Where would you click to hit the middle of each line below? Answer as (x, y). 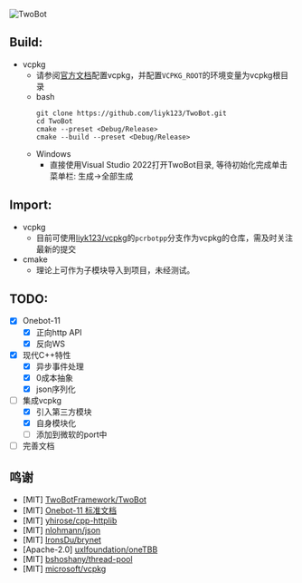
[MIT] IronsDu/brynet (62, 540)
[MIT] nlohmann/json (61, 530)
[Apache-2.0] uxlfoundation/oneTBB (90, 549)
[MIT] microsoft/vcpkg (64, 568)
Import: (31, 205)
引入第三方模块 (64, 412)
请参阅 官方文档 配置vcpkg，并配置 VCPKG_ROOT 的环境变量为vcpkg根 (158, 75)
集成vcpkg (42, 400)
